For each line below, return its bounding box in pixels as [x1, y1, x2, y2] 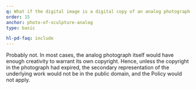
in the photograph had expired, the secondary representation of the [6, 64, 170, 71]
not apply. [6, 77, 31, 84]
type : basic [6, 25, 35, 31]
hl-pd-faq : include [6, 36, 54, 42]
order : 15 [6, 14, 31, 20]
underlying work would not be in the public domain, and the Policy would [6, 70, 183, 77]
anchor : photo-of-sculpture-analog [6, 19, 93, 25]
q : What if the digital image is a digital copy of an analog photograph [6, 8, 191, 15]
